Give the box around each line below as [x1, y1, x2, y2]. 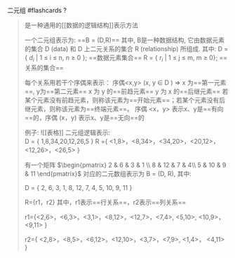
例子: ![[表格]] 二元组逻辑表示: [24, 128, 111, 137]
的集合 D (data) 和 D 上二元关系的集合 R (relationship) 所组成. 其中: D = [24, 45, 229, 53]
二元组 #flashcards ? [7, 6, 67, 14]
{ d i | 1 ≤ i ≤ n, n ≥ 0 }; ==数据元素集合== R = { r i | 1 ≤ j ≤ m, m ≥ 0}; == [24, 53, 228, 63]
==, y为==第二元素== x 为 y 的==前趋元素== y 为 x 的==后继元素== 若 [24, 87, 229, 95]
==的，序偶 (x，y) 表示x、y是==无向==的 [24, 113, 145, 121]
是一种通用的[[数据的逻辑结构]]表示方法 [24, 21, 139, 29]
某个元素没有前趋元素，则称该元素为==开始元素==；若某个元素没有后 [24, 95, 226, 104]
